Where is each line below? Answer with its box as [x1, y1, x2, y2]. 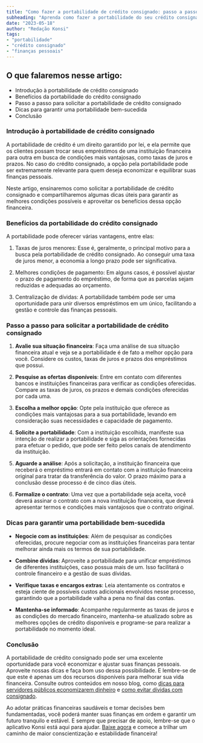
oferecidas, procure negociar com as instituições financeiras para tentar [14, 538, 195, 546]
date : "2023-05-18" [6, 20, 56, 26]
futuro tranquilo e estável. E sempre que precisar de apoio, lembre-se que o [6, 717, 195, 724]
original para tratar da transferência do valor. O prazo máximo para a [14, 473, 186, 480]
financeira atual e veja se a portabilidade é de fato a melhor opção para [14, 349, 193, 356]
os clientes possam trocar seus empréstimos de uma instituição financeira [6, 147, 192, 155]
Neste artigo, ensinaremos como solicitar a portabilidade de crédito [6, 185, 174, 192]
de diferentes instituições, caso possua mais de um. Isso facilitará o [14, 563, 184, 570]
